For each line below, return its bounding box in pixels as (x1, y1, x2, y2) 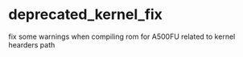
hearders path (8, 40, 56, 49)
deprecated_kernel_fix (8, 6, 163, 24)
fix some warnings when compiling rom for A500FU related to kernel (8, 32, 236, 41)
